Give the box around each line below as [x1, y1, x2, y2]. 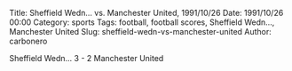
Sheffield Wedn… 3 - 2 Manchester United [9, 53, 164, 63]
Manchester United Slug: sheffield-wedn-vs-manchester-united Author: [9, 27, 272, 36]
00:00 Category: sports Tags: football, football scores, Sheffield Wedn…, [9, 17, 275, 28]
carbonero [9, 35, 48, 46]
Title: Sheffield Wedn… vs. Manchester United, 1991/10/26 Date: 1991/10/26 [9, 8, 284, 18]
